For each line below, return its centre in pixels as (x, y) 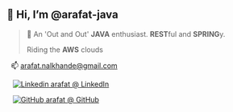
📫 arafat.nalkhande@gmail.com (64, 66)
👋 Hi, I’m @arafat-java (62, 15)
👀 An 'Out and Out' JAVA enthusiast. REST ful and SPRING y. (126, 34)
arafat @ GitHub (72, 99)
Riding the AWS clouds (64, 50)
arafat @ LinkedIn (80, 84)
